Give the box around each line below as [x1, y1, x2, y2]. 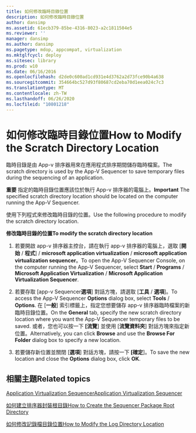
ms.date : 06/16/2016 [6, 69, 57, 75]
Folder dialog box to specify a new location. [14, 337, 121, 344]
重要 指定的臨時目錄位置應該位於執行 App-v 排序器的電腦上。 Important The [6, 186, 190, 194]
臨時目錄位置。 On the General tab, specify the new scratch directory [14, 309, 182, 316]
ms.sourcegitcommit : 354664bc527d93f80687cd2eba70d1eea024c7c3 [6, 80, 164, 86]
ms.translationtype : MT [6, 85, 65, 91]
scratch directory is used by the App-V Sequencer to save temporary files [6, 168, 185, 175]
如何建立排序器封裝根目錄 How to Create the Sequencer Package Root [6, 402, 175, 409]
